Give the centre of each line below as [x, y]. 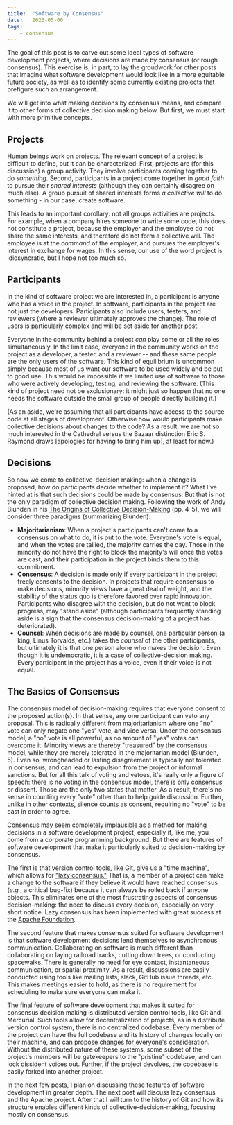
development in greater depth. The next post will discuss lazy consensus [112, 1092]
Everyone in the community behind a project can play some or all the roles [113, 339]
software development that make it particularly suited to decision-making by [116, 847]
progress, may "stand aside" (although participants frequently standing [119, 611]
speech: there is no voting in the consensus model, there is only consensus [115, 782]
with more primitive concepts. [50, 118]
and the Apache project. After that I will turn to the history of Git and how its [115, 1099]
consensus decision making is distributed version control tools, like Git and [114, 1012]
